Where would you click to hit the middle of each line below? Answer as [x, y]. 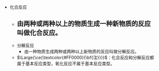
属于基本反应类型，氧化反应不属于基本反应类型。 [66, 63]
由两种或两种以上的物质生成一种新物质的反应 [84, 24]
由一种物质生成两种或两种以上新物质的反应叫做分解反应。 [81, 51]
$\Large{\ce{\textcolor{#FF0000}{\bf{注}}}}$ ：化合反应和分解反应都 [85, 57]
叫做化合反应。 [39, 33]
